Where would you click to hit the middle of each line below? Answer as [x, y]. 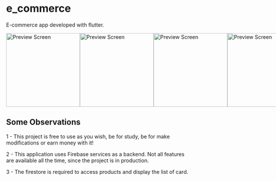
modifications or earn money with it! [50, 143]
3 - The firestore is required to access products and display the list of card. [97, 172]
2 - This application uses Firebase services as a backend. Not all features [95, 154]
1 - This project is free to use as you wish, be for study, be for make [88, 136]
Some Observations [43, 122]
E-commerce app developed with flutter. [55, 25]
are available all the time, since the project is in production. [78, 160]
